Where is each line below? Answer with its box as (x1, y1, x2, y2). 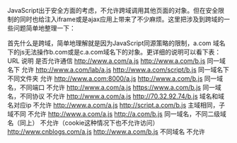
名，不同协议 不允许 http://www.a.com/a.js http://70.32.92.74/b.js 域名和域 (7, 92, 225, 101)
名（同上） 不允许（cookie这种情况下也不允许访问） (7, 119, 159, 127)
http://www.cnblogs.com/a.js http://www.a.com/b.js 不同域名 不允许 (7, 127, 205, 136)
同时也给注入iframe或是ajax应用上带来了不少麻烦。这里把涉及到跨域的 (19, 15, 224, 23)
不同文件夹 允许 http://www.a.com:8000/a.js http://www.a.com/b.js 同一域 (7, 74, 224, 83)
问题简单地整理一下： (13, 24, 76, 32)
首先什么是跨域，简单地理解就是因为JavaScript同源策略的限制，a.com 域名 (7, 39, 226, 47)
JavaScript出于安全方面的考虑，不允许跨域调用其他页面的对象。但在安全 (7, 6, 219, 14)
